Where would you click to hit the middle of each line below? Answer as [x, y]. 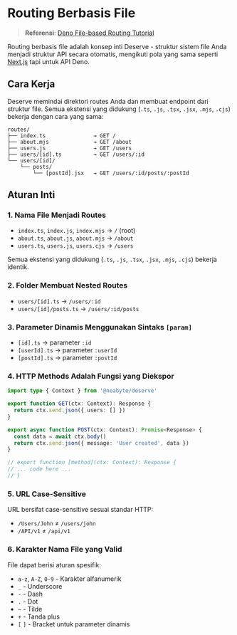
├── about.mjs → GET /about [70, 142]
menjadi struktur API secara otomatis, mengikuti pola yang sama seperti [113, 54]
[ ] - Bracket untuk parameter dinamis [74, 624]
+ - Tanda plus [39, 616]
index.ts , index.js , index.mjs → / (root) [77, 231]
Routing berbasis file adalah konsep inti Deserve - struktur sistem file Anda [117, 46]
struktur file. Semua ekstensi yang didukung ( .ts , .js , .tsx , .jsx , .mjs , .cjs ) [119, 109]
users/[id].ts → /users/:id [59, 301]
